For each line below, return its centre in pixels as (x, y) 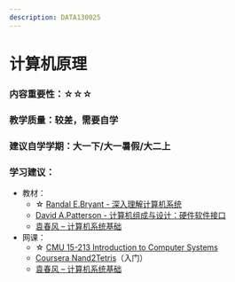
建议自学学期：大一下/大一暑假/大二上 (90, 145)
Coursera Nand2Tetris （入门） (91, 257)
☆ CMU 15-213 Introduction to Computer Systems (127, 247)
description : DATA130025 (55, 17)
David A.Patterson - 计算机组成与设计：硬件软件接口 (130, 215)
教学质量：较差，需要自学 (64, 120)
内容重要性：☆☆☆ (51, 94)
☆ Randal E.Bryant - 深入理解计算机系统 (108, 204)
